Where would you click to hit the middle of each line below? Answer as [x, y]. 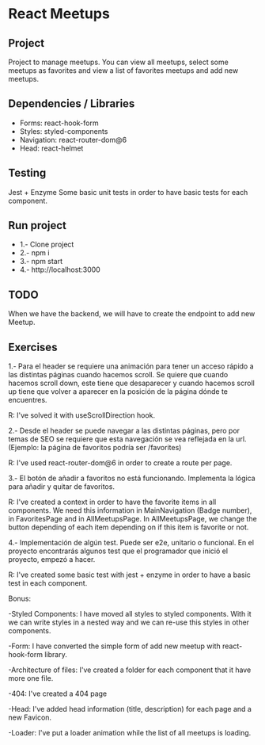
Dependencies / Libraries [72, 104]
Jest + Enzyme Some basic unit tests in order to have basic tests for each [128, 192]
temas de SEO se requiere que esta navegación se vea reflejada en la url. [127, 439]
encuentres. [28, 400]
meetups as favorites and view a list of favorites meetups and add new [123, 71]
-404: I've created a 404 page [58, 693]
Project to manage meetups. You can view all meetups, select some [119, 62]
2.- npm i [34, 253]
